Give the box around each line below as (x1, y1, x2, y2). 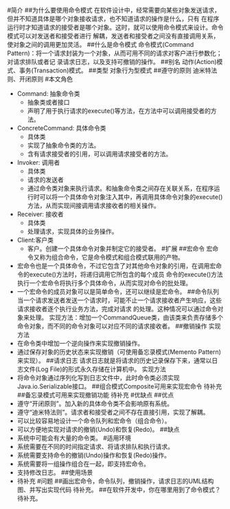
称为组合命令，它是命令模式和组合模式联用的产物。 (39, 253, 184, 261)
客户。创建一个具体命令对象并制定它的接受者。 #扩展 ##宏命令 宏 (27, 245, 213, 253)
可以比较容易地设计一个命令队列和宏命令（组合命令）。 (16, 417, 171, 425)
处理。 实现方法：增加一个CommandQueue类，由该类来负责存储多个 (29, 313, 224, 322)
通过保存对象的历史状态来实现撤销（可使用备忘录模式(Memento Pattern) (16, 348, 222, 356)
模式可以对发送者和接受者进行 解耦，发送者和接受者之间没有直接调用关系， (7, 32, 220, 40)
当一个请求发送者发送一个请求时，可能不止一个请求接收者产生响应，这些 (16, 296, 222, 304)
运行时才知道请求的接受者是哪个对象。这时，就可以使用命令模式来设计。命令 (7, 23, 224, 31)
